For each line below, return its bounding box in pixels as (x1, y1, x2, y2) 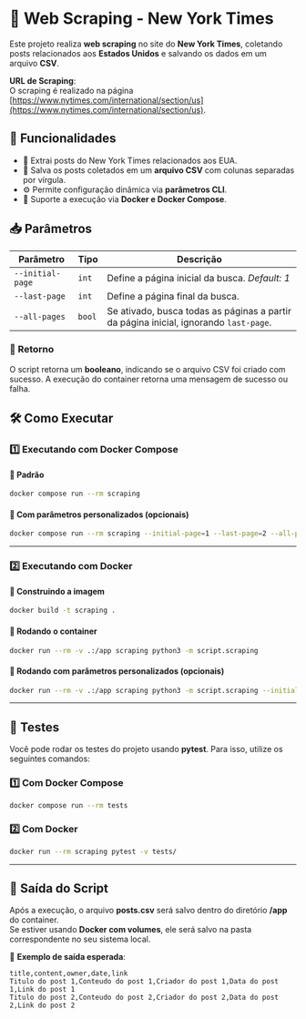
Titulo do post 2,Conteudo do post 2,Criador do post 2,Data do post (9, 993, 280, 1003)
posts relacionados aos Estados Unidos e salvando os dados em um (9, 47, 267, 58)
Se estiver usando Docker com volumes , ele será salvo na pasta (9, 924, 252, 935)
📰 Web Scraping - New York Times (9, 8, 274, 29)
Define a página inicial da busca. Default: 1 (107, 271, 291, 284)
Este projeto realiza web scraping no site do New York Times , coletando (9, 38, 283, 49)
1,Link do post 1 (9, 985, 76, 994)
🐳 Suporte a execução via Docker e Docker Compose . (22, 193, 228, 204)
